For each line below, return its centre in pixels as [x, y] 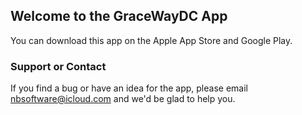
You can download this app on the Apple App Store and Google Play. [151, 40]
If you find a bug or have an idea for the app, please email [129, 88]
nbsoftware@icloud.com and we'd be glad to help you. [123, 99]
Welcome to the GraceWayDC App [119, 16]
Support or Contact [58, 66]
